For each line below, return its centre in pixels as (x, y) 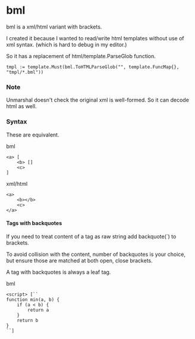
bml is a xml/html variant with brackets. (54, 27)
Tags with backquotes (34, 223)
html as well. (21, 106)
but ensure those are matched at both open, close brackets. (79, 260)
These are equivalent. (33, 135)
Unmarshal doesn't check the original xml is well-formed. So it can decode (97, 100)
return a (38, 310)
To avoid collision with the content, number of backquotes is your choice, (96, 254)
